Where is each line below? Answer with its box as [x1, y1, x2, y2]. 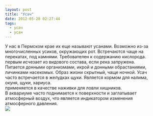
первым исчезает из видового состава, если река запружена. [5, 59, 135, 65]
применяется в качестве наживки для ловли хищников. [5, 85, 122, 91]
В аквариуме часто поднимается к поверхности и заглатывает [5, 90, 137, 96]
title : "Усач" [5, 12, 34, 17]
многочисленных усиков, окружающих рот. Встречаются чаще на [5, 48, 144, 54]
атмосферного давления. [5, 101, 58, 106]
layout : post [5, 7, 32, 12]
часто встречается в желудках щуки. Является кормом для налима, [5, 74, 148, 80]
